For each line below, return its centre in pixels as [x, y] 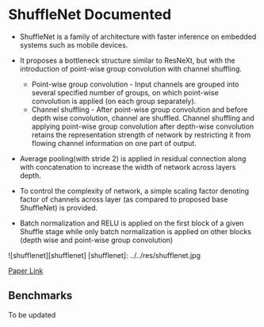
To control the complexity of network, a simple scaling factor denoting [134, 190]
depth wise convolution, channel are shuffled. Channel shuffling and [143, 117]
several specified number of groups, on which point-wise [125, 92]
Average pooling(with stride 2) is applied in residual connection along [133, 158]
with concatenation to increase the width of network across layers [128, 167]
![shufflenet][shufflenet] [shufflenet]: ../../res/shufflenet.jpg [104, 255]
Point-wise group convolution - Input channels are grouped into [135, 84]
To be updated [32, 314]
